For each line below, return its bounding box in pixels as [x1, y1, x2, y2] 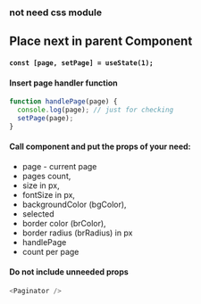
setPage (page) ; [17, 113, 74, 122]
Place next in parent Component [9, 34, 193, 49]
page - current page [21, 160, 97, 171]
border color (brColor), [21, 218, 106, 228]
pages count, [21, 170, 71, 181]
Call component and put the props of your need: [9, 141, 191, 152]
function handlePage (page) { [9, 97, 118, 106]
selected [21, 208, 55, 219]
